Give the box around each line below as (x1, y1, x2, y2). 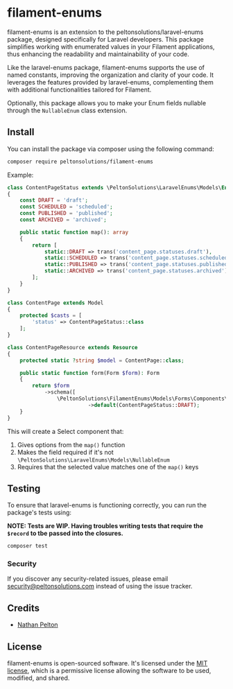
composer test (7, 543, 49, 550)
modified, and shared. (7, 674, 70, 682)
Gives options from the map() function (17, 440, 126, 448)
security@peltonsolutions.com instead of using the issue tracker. (7, 582, 193, 591)
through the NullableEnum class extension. (7, 106, 128, 114)
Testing (7, 482, 41, 494)
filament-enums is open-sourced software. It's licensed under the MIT (7, 659, 208, 668)
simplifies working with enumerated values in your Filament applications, (7, 42, 215, 51)
